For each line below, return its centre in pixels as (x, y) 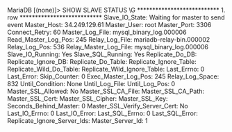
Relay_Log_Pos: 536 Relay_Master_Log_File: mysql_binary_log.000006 (108, 47)
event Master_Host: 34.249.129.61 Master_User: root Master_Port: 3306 (109, 25)
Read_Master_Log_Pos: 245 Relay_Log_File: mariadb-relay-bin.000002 (109, 40)
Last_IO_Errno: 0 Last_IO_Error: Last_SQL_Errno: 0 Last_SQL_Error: (102, 113)
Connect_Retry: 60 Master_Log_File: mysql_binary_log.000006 (97, 32)
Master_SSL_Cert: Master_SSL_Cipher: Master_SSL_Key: (88, 99)
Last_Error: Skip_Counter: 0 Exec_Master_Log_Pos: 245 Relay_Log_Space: (113, 76)
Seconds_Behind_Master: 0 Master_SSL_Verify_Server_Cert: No (98, 106)
